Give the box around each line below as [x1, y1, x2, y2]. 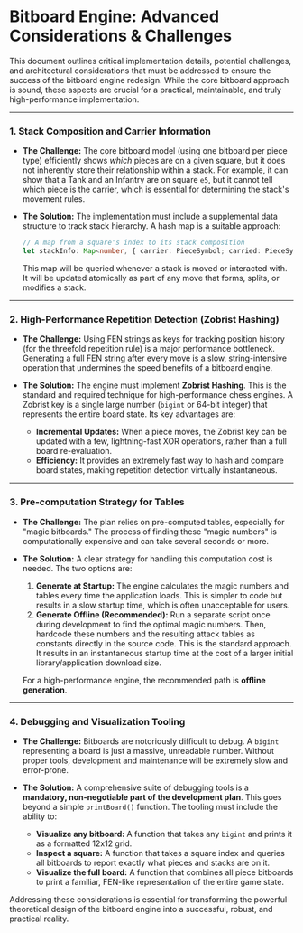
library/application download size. [35, 657, 162, 668]
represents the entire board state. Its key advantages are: [22, 409, 236, 419]
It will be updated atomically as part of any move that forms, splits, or [22, 272, 280, 283]
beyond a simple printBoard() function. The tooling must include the [22, 801, 278, 812]
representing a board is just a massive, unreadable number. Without [22, 745, 275, 756]
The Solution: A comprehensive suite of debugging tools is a [22, 782, 250, 793]
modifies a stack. [22, 282, 87, 293]
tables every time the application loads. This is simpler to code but [35, 589, 283, 600]
